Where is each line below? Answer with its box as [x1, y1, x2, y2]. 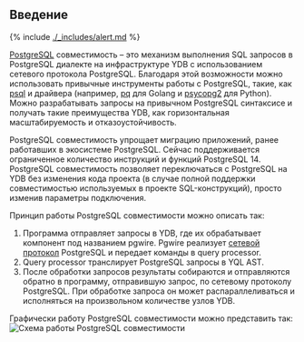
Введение [9, 7, 69, 23]
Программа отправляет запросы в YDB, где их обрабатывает [22, 227, 261, 238]
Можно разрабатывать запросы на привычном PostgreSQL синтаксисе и [9, 97, 293, 108]
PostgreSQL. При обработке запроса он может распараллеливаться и [22, 286, 295, 297]
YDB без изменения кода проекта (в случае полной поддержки [9, 173, 256, 184]
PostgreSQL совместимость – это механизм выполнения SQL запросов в [9, 49, 293, 60]
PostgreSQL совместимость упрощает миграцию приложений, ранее [9, 134, 279, 145]
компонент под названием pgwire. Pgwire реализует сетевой [22, 236, 260, 248]
